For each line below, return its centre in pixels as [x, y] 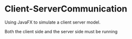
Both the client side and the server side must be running [61, 31]
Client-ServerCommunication [66, 9]
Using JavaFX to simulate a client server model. [53, 22]
